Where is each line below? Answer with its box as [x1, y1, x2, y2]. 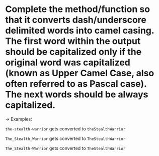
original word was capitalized [5, 57, 131, 68]
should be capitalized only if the [5, 46, 142, 58]
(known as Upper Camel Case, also [5, 68, 154, 79]
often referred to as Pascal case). [5, 78, 147, 90]
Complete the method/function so [5, 4, 150, 15]
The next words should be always [5, 89, 148, 100]
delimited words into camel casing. [5, 25, 154, 36]
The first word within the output [5, 36, 141, 47]
